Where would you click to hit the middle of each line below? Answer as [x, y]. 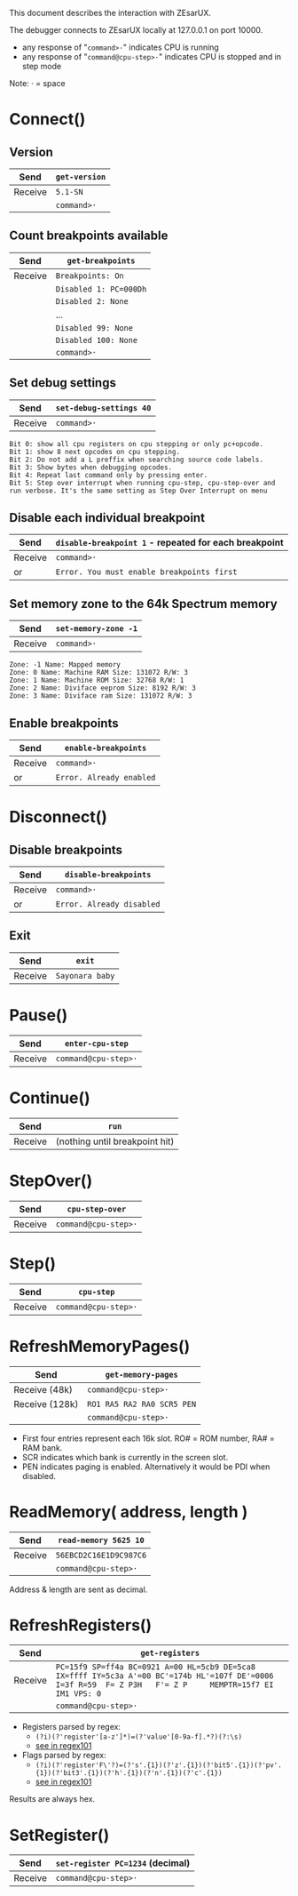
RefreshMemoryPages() [100, 1346]
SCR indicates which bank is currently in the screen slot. [125, 1457]
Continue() [50, 1098]
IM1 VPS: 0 [78, 1694]
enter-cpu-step [97, 1043]
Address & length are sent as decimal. [78, 1589]
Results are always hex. [52, 1799]
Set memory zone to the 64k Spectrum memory [143, 604]
